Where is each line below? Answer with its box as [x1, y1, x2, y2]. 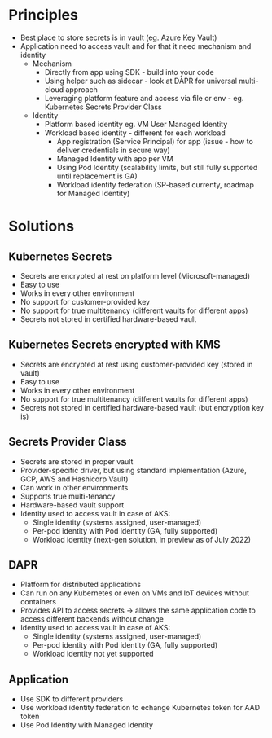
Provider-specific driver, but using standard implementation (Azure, [20, 465, 247, 475]
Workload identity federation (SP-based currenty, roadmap [56, 179, 255, 189]
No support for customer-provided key [20, 297, 151, 306]
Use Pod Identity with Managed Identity [20, 720, 153, 730]
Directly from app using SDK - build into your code [44, 67, 214, 77]
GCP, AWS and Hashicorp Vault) [20, 474, 129, 484]
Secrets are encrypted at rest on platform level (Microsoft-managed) [20, 270, 251, 280]
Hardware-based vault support [20, 499, 125, 510]
